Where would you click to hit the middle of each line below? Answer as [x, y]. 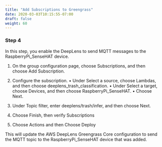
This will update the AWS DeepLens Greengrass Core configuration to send [81, 134]
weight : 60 [16, 23]
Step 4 [13, 41]
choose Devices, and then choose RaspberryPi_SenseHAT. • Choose [82, 91]
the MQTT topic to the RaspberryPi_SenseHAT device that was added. [76, 139]
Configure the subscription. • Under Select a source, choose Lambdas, [84, 80]
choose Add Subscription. [39, 71]
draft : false [18, 19]
